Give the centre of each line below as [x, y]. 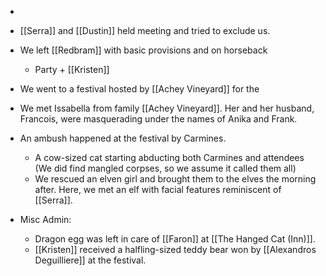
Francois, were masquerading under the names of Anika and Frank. [158, 119]
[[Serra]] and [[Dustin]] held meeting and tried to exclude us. [145, 30]
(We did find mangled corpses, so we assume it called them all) [165, 168]
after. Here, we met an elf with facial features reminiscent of [158, 189]
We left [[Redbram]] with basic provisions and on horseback [143, 50]
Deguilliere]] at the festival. [90, 260]
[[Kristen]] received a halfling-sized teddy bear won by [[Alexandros [175, 249]
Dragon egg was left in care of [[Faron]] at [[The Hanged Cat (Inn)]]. [175, 239]
